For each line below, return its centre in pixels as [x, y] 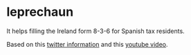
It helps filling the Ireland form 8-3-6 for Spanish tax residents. [95, 31]
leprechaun [40, 12]
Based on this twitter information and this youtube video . [87, 44]
